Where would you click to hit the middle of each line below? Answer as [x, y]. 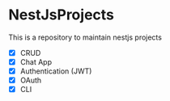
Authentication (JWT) [56, 71]
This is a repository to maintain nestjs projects [85, 37]
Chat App [36, 62]
